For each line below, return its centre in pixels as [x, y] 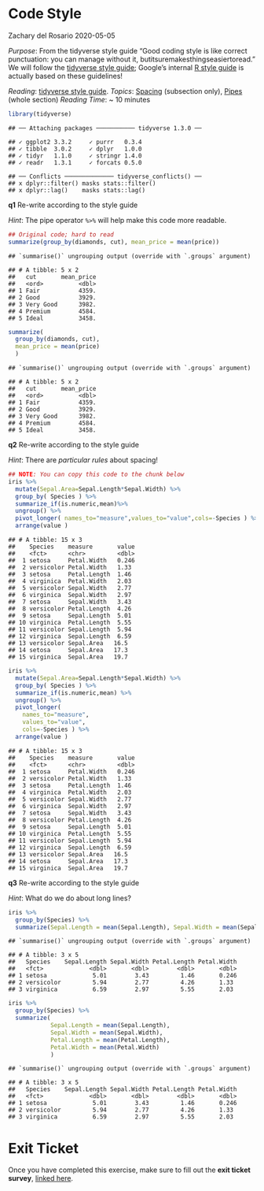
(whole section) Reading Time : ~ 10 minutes [79, 99]
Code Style [45, 14]
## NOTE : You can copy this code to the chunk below [96, 475]
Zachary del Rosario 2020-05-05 [62, 35]
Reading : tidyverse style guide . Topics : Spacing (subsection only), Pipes [125, 91]
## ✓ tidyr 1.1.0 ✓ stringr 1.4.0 [75, 156]
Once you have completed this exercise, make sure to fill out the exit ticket [130, 1170]
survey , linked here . [40, 1178]
